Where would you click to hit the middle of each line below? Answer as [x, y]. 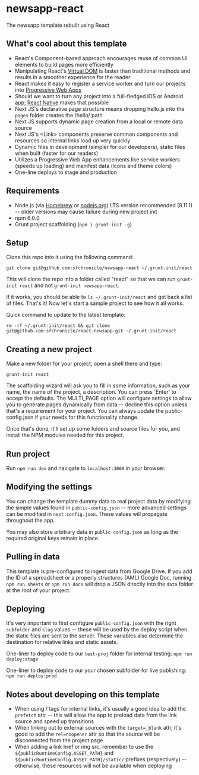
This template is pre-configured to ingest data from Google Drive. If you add [99, 571]
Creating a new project [49, 349]
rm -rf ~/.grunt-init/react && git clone [58, 326]
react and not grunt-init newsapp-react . [70, 285]
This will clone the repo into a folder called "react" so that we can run [91, 279]
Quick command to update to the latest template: [66, 315]
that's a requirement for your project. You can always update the [85, 411]
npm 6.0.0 [27, 218]
